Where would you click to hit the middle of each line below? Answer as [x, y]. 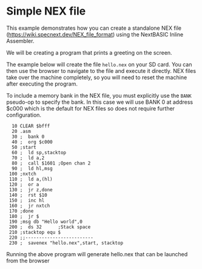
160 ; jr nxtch [29, 206]
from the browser [28, 260]
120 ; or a [24, 184]
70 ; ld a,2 [28, 158]
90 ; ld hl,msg [32, 168]
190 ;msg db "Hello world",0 [46, 222]
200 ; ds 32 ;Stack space [50, 227]
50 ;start [24, 147]
